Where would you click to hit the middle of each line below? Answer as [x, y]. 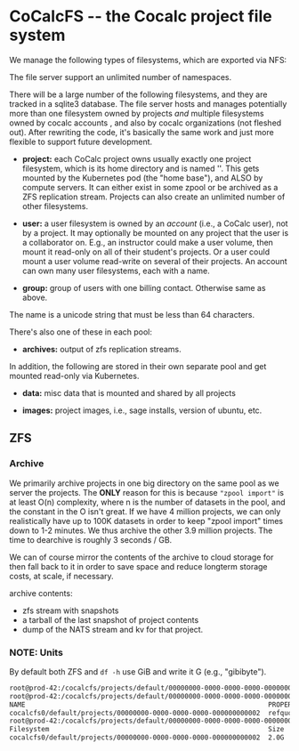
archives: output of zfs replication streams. [102, 349]
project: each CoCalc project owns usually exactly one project [137, 158]
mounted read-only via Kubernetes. [74, 375]
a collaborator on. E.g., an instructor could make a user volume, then [148, 242]
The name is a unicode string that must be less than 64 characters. [132, 314]
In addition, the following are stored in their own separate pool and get [138, 366]
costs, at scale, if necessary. [61, 576]
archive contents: [41, 593]
